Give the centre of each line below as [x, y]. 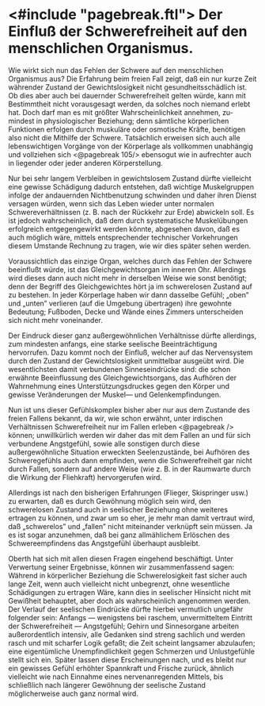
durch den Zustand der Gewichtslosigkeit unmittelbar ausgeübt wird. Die [126, 361]
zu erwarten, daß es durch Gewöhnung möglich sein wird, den [110, 501]
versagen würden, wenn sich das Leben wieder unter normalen [112, 203]
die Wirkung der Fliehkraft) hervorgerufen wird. [85, 477]
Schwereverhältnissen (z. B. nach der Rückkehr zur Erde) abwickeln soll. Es [131, 212]
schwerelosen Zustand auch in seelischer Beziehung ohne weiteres [118, 509]
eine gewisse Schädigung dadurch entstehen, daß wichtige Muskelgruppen [131, 186]
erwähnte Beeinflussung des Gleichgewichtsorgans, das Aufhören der [123, 378]
